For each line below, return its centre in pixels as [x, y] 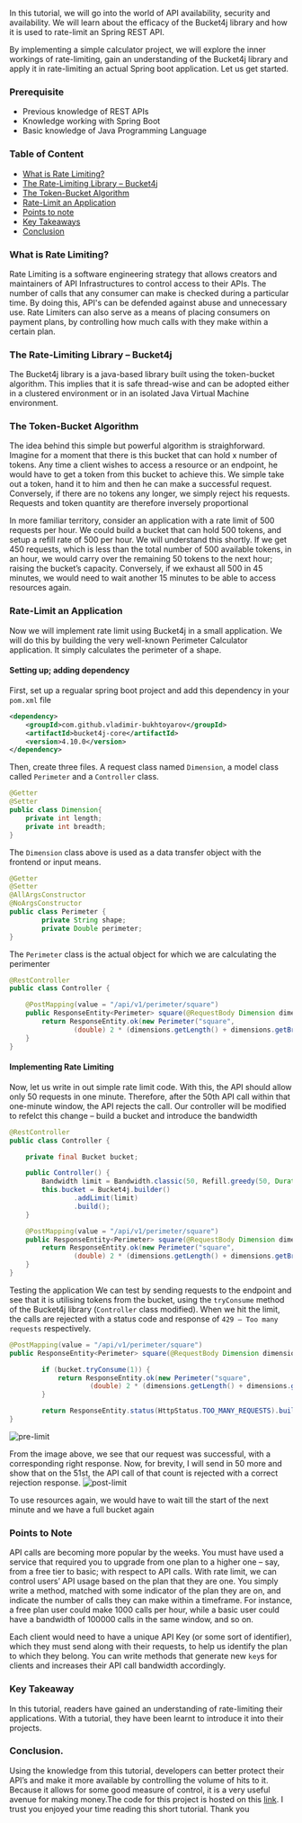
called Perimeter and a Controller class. [84, 777]
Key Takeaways [51, 221]
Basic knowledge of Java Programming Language [114, 131]
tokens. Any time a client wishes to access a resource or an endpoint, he [144, 465]
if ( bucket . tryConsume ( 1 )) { [96, 1369]
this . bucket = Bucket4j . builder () [106, 1190]
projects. [26, 1728]
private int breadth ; [66, 826]
